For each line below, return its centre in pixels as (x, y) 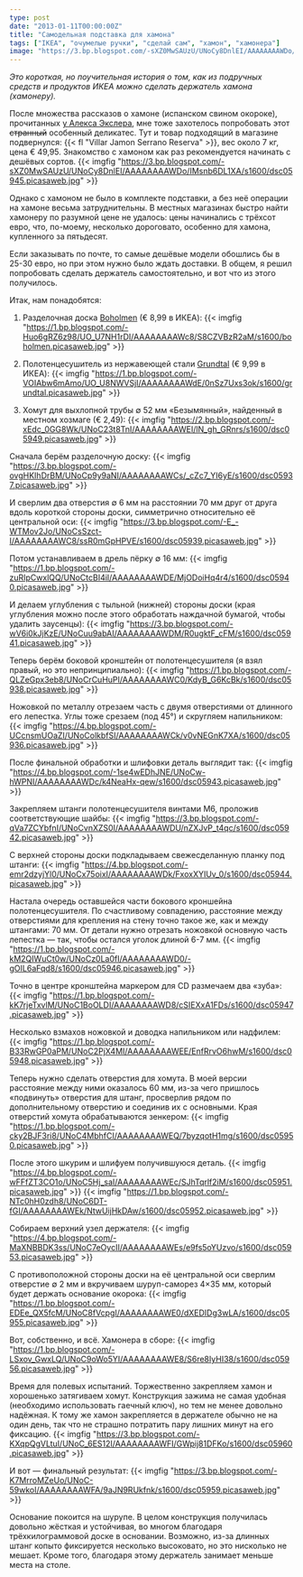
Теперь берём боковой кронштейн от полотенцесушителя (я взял (136, 660)
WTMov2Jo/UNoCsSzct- (55, 531)
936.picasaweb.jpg (45, 745)
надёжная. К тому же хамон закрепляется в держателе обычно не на (143, 1415)
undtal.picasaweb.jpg (62, 392)
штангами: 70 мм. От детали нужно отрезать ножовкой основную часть (149, 930)
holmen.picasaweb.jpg (64, 346)
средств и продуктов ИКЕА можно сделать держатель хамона (131, 87)
